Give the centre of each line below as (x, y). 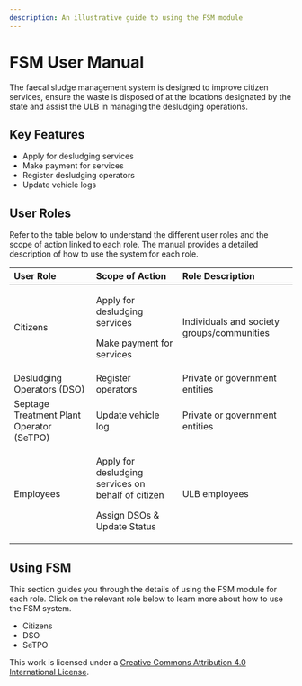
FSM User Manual (77, 62)
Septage (31, 404)
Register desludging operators (78, 176)
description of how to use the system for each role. (104, 254)
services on (120, 484)
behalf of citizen (130, 495)
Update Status (126, 527)
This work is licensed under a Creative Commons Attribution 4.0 (128, 662)
